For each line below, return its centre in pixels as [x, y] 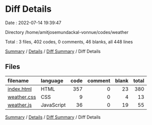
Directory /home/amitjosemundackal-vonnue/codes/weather [67, 32]
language [52, 81]
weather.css [22, 97]
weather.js [20, 105]
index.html [20, 89]
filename [18, 81]
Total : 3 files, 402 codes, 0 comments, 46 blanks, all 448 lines [69, 42]
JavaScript [53, 105]
